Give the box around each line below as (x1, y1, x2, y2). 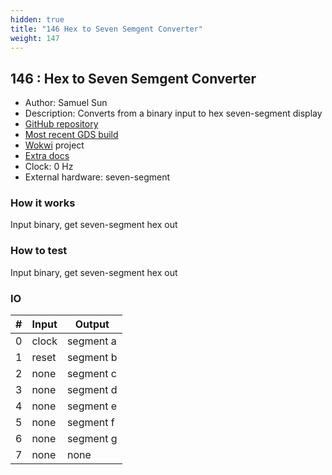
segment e (66, 399, 118, 413)
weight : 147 (10, 33, 60, 43)
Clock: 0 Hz (24, 161, 74, 173)
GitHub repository (24, 118, 99, 130)
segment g (66, 432, 118, 446)
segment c (66, 367, 117, 381)
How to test (10, 244, 68, 258)
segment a (66, 334, 117, 348)
